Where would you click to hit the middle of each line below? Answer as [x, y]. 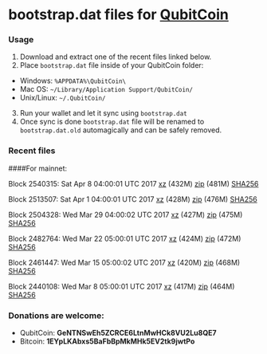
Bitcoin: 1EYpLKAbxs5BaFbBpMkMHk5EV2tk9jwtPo [107, 341]
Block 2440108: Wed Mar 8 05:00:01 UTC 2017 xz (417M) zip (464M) [122, 286]
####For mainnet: [38, 168]
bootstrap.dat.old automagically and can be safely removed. [121, 130]
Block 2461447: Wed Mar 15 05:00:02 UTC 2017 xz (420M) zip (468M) [124, 262]
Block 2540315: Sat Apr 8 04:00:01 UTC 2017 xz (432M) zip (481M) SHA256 [133, 183]
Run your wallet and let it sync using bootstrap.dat [103, 113]
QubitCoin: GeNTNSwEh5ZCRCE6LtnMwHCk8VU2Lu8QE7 [118, 333]
